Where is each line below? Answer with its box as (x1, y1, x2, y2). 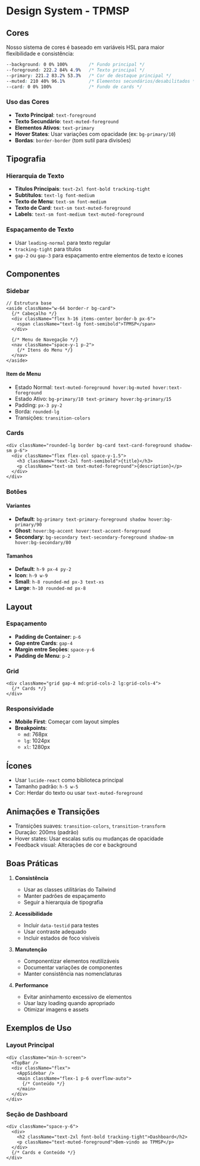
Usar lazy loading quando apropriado (23, 999, 115, 1006)
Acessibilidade (14, 910, 53, 917)
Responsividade (6, 705, 54, 713)
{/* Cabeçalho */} (11, 311, 58, 317)
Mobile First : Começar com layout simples (14, 718, 120, 725)
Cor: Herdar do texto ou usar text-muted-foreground (14, 789, 143, 797)
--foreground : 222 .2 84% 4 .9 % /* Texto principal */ (6, 67, 145, 73)
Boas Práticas (6, 859, 58, 869)
